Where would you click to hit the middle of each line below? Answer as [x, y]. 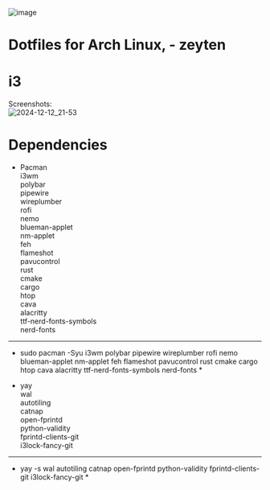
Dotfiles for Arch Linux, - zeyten [117, 45]
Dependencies [58, 145]
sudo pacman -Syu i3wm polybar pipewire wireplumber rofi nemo [129, 353]
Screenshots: [30, 104]
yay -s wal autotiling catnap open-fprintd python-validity [114, 469]
